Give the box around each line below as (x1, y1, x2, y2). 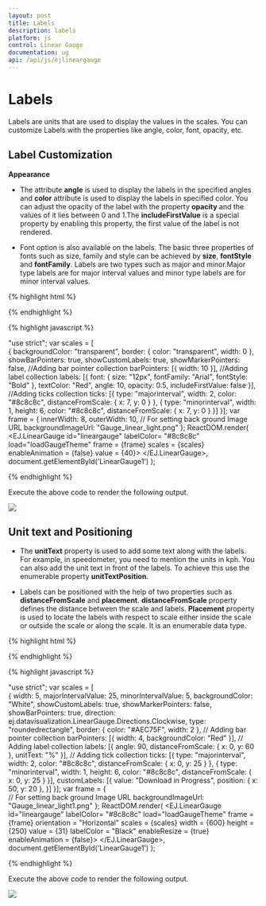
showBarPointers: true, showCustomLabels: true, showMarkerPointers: (8, 355, 241, 365)
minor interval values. (19, 276, 91, 286)
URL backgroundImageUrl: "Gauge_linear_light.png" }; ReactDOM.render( (8, 423, 249, 432)
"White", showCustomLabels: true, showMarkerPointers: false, (8, 700, 212, 709)
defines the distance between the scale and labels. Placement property (19, 604, 255, 614)
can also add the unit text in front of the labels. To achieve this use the (19, 563, 250, 573)
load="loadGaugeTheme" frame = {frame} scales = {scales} (8, 439, 205, 449)
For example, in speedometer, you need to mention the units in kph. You (19, 555, 256, 564)
